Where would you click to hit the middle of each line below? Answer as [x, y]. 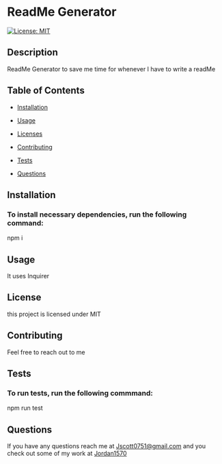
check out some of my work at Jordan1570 [67, 454]
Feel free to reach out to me [46, 352]
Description [32, 52]
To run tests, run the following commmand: [80, 393]
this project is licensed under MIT [54, 314]
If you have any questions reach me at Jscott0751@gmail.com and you [107, 446]
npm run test [25, 408]
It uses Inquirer [28, 276]
